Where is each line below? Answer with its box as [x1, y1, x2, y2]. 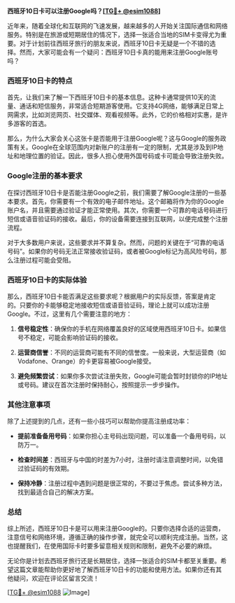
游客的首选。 [13, 119, 50, 128]
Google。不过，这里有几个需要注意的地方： [7, 310, 133, 318]
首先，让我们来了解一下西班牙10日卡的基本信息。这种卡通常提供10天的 [7, 93, 211, 102]
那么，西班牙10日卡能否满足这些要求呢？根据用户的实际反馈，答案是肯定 [7, 292, 216, 300]
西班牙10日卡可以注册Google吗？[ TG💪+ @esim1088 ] [7, 7, 161, 15]
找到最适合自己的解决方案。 [17, 488, 98, 497]
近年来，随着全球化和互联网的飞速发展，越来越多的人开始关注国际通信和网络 [7, 22, 228, 30]
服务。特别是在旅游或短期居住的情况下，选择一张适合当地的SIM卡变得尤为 [7, 31, 221, 39]
